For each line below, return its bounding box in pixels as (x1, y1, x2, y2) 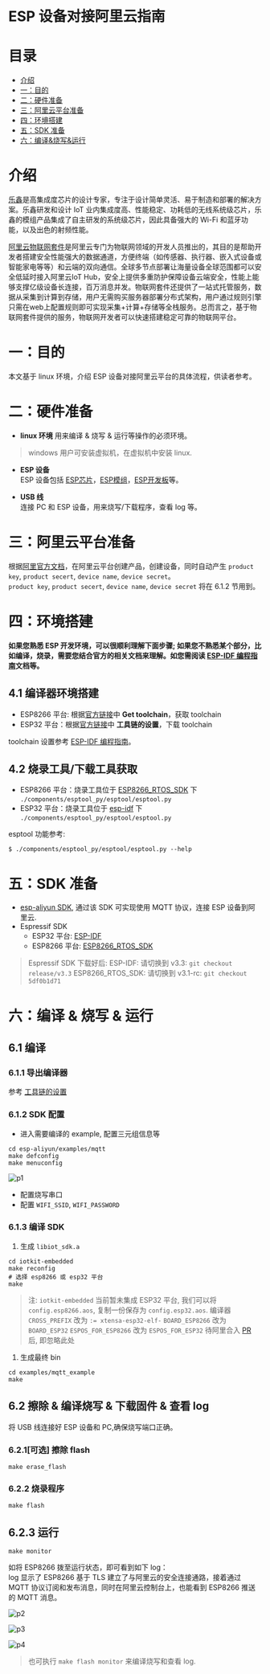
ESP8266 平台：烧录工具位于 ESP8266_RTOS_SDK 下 (19, 785, 198, 795)
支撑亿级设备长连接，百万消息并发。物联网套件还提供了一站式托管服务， (14, 282, 255, 292)
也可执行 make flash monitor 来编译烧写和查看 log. (27, 1656, 196, 1666)
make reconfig (8, 1264, 56, 1272)
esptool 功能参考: (8, 829, 66, 839)
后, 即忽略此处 (27, 1335, 75, 1345)
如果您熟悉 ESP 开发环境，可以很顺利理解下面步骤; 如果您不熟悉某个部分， (8, 641, 255, 650)
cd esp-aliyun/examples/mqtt (8, 1144, 106, 1153)
